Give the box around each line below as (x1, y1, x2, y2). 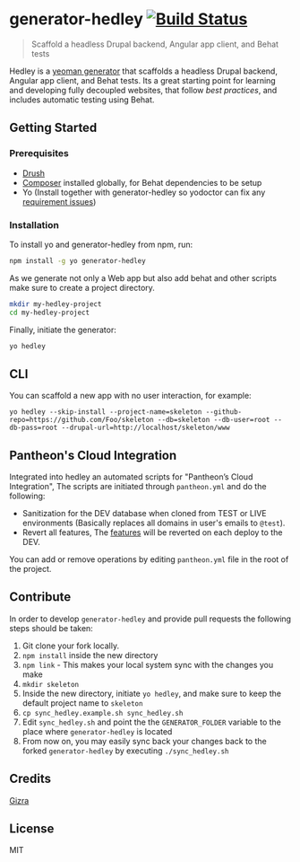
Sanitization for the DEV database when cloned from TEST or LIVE (21, 508, 267, 519)
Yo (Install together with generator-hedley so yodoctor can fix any (21, 187, 266, 198)
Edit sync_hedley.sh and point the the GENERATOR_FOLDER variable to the (21, 717, 282, 727)
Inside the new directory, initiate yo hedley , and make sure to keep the (21, 688, 282, 699)
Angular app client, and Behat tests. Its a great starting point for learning (9, 75, 276, 85)
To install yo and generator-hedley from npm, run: (9, 239, 193, 250)
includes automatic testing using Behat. (9, 94, 155, 105)
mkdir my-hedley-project (9, 299, 102, 309)
